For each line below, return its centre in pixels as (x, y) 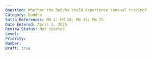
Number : (14, 44)
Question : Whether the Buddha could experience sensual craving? (76, 10)
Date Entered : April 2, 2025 (36, 24)
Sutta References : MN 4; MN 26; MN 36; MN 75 (54, 19)
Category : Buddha (24, 15)
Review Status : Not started (35, 29)
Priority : (16, 39)
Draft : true (18, 48)
